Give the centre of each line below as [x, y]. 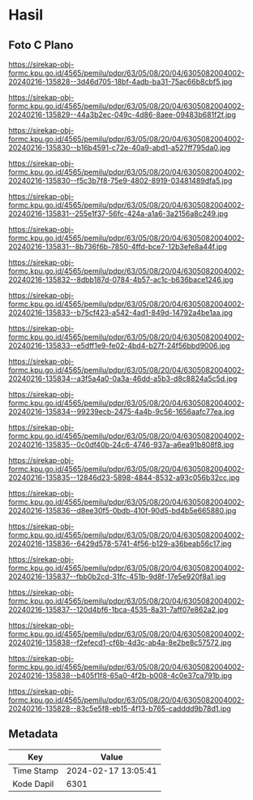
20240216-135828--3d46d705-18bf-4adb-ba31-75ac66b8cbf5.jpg [120, 82]
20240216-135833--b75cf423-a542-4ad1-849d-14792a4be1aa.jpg [121, 313]
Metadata [33, 734]
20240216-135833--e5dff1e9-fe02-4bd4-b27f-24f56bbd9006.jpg [119, 346]
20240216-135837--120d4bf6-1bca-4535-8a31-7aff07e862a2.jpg [118, 610]
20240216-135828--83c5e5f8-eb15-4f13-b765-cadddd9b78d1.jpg [120, 709]
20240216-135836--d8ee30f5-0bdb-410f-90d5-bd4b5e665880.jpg [122, 510]
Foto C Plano [41, 45]
